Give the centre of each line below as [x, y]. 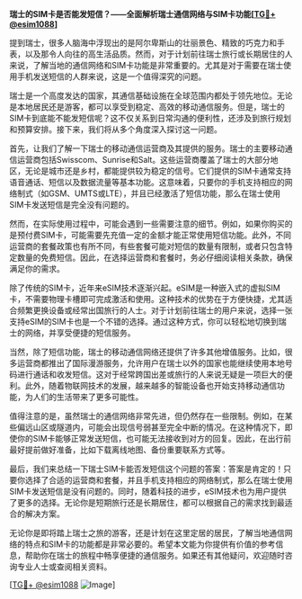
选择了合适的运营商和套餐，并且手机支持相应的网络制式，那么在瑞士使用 [159, 480]
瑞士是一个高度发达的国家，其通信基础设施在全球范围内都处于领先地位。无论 [151, 95]
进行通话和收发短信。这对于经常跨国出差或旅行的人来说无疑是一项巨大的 [151, 374]
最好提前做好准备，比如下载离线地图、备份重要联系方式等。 [120, 450]
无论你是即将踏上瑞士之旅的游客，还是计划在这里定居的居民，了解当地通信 [147, 533]
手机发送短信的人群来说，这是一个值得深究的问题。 [111, 76]
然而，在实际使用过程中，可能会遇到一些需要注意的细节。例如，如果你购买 [147, 224]
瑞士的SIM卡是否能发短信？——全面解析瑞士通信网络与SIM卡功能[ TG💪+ [142, 14]
